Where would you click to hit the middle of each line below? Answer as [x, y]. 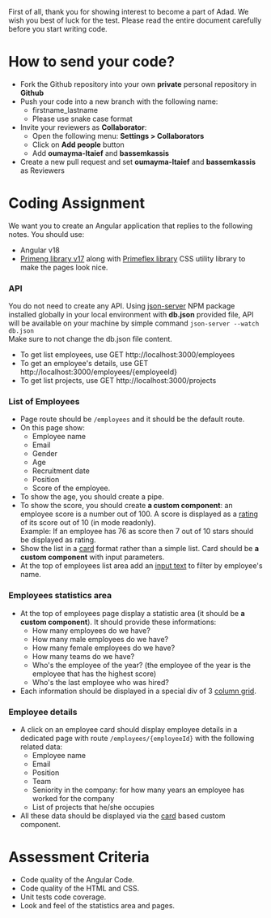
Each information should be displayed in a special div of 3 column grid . [138, 691]
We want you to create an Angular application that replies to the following [131, 226]
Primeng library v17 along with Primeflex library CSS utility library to [133, 258]
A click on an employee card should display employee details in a [129, 730]
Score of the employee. [71, 488]
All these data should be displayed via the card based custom [123, 816]
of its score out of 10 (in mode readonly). [88, 523]
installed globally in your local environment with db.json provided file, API [131, 315]
